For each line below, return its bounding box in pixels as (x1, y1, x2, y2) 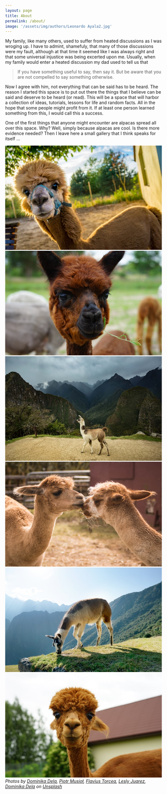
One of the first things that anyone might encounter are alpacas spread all (5, 120, 157, 126)
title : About (5, 13, 32, 18)
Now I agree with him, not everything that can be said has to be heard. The (5, 84, 159, 90)
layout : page (5, 8, 32, 13)
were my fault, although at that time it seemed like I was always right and (5, 49, 154, 55)
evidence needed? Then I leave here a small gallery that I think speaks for (5, 130, 156, 136)
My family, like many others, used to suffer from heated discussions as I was (5, 38, 162, 44)
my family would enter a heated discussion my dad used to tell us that (5, 59, 148, 65)
